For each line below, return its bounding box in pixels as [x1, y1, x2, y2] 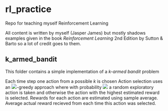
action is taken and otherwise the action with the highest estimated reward [5, 89, 160, 95]
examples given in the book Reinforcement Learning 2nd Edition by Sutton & [5, 35, 163, 41]
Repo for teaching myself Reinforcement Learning [5, 20, 109, 26]
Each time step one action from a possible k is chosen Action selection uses [5, 78, 163, 84]
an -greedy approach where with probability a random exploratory [5, 84, 154, 90]
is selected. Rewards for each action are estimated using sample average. [5, 94, 158, 101]
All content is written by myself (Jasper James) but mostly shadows [5, 30, 146, 36]
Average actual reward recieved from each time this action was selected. [5, 100, 156, 106]
